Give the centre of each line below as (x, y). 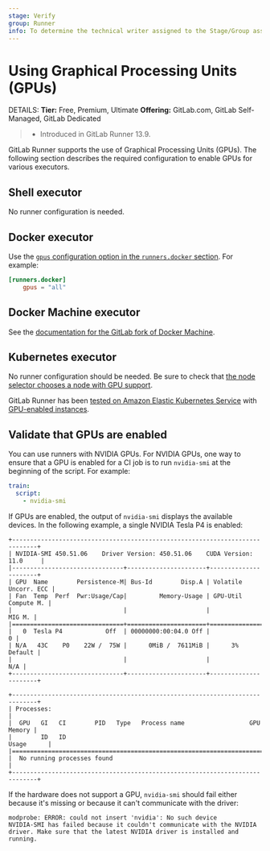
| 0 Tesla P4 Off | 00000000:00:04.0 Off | (109, 631)
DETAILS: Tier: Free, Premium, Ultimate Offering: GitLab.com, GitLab (123, 110)
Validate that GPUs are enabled (88, 435)
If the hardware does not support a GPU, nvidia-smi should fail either (123, 794)
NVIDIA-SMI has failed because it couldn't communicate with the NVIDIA (133, 824)
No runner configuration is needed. (66, 212)
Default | (25, 652)
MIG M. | (23, 617)
